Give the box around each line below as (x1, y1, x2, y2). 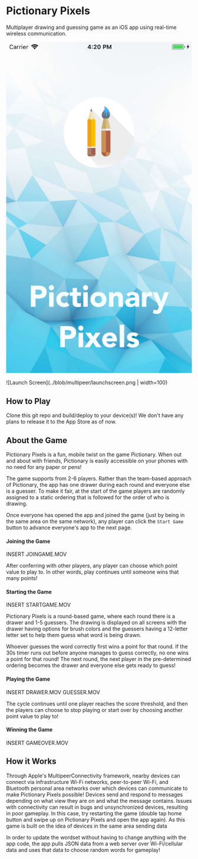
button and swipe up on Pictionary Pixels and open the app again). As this (6, 816, 186, 823)
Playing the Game (6, 675, 51, 683)
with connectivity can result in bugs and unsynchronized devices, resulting (6, 803, 189, 811)
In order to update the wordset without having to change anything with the (6, 834, 187, 841)
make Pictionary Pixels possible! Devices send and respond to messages (6, 790, 183, 798)
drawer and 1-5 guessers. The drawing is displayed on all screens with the (6, 619, 187, 626)
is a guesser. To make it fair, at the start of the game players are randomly (6, 487, 185, 494)
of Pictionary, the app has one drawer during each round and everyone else (6, 481, 190, 489)
